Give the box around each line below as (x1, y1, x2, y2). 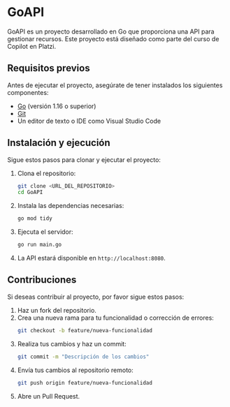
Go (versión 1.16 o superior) (17, 102, 96, 110)
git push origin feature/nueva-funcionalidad (17, 379, 152, 386)
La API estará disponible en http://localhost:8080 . (17, 254, 166, 262)
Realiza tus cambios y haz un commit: (17, 339, 127, 348)
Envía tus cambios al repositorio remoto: (17, 366, 134, 374)
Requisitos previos (7, 62, 90, 74)
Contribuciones (7, 274, 77, 286)
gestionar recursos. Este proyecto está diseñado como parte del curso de (7, 34, 220, 43)
